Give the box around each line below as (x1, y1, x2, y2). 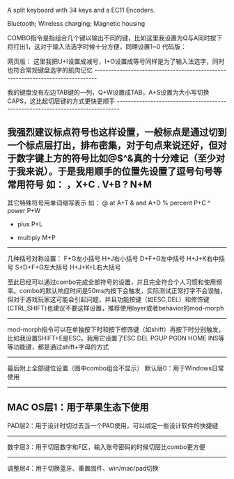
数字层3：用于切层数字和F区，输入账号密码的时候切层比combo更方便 (7, 442, 205, 451)
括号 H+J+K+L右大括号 (55, 262, 121, 271)
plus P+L (17, 219, 43, 228)
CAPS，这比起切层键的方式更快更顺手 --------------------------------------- (7, 97, 226, 105)
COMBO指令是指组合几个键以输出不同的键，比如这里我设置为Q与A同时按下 (7, 34, 223, 42)
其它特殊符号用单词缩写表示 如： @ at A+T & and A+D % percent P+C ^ (7, 198, 211, 207)
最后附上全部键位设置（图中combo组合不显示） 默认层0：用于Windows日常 (7, 363, 224, 372)
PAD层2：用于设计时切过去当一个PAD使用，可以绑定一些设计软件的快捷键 (7, 421, 218, 430)
